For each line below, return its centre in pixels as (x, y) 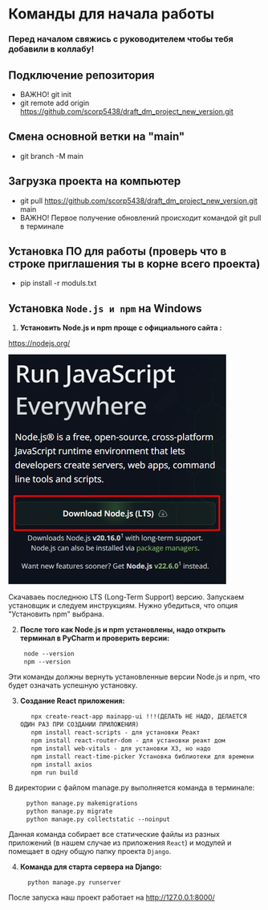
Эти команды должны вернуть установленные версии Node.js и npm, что (134, 677)
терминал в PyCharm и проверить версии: (95, 638)
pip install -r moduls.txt (58, 283)
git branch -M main (52, 156)
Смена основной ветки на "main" (97, 137)
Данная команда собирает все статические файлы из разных (114, 835)
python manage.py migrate (69, 811)
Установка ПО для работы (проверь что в (118, 251)
